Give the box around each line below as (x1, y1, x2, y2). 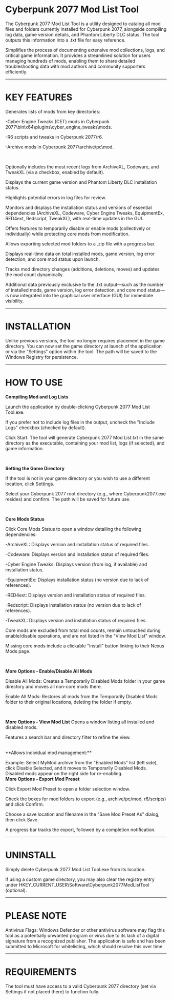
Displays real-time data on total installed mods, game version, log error (5, 251, 155, 257)
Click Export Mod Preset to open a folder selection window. (5, 785, 131, 792)
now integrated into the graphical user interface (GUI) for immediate (10, 292, 154, 298)
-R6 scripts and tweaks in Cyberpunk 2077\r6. (5, 133, 103, 140)
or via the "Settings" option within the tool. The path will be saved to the (5, 348, 157, 355)
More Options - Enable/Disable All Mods (5, 668, 93, 674)
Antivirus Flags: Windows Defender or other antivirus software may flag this (5, 927, 165, 933)
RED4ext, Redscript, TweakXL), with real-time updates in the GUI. (5, 215, 143, 221)
